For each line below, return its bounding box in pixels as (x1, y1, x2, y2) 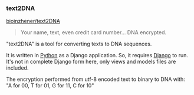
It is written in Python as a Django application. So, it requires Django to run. (6, 52, 189, 59)
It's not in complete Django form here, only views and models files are (6, 58, 176, 65)
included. (6, 64, 29, 71)
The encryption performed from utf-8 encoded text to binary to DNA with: (6, 76, 186, 83)
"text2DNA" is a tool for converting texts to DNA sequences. (6, 40, 152, 48)
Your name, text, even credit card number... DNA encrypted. (20, 29, 167, 36)
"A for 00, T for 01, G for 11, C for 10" (6, 82, 94, 89)
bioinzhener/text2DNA (6, 18, 61, 25)
